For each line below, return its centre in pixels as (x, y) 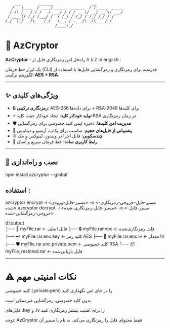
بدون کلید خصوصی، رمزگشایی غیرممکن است (48, 301)
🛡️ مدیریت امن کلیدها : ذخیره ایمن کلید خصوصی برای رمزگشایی (72, 123)
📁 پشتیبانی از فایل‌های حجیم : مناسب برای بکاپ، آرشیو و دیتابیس (72, 130)
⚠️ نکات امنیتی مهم (41, 277)
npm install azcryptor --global (36, 174)
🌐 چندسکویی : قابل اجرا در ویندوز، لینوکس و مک (57, 136)
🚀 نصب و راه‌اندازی (32, 162)
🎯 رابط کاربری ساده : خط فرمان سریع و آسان (55, 141)
